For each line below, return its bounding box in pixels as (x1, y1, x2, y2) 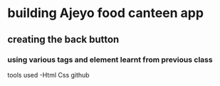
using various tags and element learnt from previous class (7, 55, 213, 65)
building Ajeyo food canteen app (7, 5, 204, 21)
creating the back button (7, 33, 120, 45)
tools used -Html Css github (7, 70, 90, 79)
